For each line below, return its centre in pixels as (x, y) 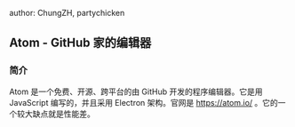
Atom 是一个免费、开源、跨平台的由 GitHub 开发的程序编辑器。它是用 (136, 91)
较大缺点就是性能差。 (56, 114)
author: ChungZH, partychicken (67, 13)
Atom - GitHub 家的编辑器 (80, 43)
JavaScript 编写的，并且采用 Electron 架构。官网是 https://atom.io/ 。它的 (144, 102)
